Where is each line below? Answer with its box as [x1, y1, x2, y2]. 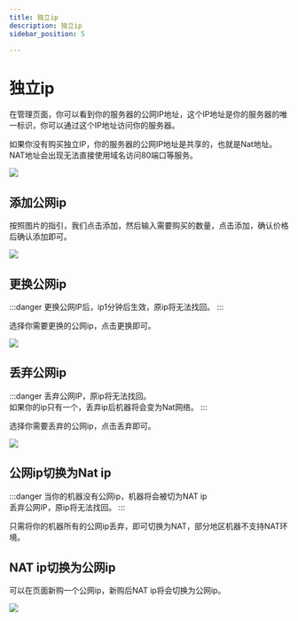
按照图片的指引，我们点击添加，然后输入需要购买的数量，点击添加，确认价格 [9, 221, 289, 231]
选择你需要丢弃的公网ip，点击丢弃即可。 [9, 420, 156, 431]
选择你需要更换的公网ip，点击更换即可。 [9, 320, 156, 330]
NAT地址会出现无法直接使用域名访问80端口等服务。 [9, 150, 198, 160]
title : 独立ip [9, 12, 59, 22]
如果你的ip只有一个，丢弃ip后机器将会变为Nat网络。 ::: [9, 401, 208, 412]
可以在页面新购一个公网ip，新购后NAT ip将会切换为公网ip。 [9, 586, 226, 596]
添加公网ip [9, 195, 67, 210]
